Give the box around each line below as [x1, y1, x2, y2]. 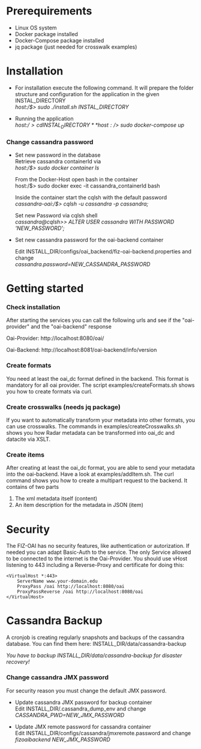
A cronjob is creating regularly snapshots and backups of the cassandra [6, 634, 185, 641]
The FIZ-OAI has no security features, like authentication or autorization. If [6, 542, 190, 550]
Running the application [14, 115, 74, 122]
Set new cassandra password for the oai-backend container [14, 236, 164, 243]
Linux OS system [14, 24, 57, 31]
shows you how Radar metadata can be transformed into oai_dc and [6, 429, 175, 437]
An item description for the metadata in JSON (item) [14, 502, 144, 509]
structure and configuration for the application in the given [14, 90, 160, 97]
